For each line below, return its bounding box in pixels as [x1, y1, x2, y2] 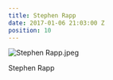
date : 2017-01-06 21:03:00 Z [8, 19, 105, 27]
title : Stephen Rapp [8, 11, 77, 20]
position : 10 [8, 26, 52, 34]
